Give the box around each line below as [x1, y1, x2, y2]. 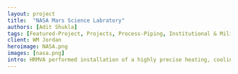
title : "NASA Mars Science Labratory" [7, 17, 125, 24]
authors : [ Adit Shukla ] [7, 23, 78, 30]
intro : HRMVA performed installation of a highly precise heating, [7, 56, 211, 63]
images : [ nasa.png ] [7, 50, 65, 57]
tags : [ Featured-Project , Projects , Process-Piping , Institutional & [7, 30, 217, 37]
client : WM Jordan [7, 37, 62, 44]
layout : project [7, 10, 55, 18]
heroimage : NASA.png [7, 43, 69, 50]
